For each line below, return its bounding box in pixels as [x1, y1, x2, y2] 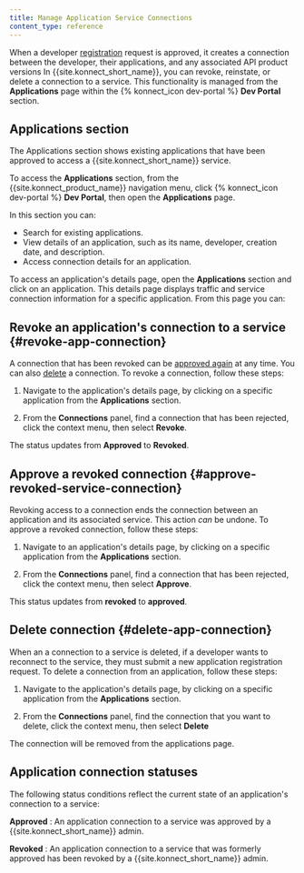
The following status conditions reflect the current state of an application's [9, 788, 289, 799]
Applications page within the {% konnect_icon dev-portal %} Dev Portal [9, 85, 281, 96]
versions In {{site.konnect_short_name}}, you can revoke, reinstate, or [9, 65, 270, 77]
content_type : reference [9, 22, 103, 31]
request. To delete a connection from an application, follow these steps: [9, 666, 278, 677]
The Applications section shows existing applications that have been [9, 145, 266, 156]
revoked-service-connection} [9, 480, 183, 496]
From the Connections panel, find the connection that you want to [22, 710, 270, 721]
